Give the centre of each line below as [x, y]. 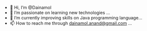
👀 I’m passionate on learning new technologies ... [60, 13]
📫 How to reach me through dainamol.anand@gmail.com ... [71, 23]
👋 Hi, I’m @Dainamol [31, 8]
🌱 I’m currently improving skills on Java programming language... [76, 18]
